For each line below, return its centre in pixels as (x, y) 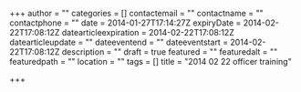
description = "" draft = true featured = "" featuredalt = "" (170, 52)
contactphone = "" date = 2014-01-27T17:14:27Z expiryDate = (125, 23)
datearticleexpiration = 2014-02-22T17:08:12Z (148, 32)
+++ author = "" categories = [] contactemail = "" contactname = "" (137, 13)
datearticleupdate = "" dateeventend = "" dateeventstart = (119, 42)
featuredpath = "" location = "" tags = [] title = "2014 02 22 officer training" (150, 61)
